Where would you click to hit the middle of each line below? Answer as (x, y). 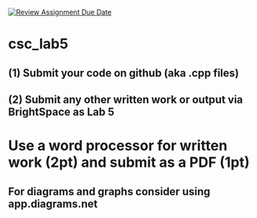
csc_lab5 (38, 44)
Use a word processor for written (118, 146)
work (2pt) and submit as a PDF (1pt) (129, 163)
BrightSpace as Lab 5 (61, 111)
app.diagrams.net (53, 203)
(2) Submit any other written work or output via (126, 100)
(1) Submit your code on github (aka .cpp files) (124, 73)
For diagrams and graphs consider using (109, 192)
